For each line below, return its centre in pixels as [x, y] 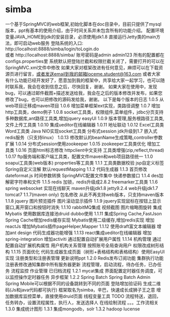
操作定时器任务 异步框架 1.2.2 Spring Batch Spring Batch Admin [84, 277]
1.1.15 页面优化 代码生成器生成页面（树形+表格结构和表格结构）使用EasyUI [88, 251]
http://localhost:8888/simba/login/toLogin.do [52, 49]
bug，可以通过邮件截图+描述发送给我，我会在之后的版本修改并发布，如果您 [84, 93]
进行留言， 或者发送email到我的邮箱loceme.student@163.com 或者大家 [87, 74]
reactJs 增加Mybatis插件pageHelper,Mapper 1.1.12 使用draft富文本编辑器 [80, 226]
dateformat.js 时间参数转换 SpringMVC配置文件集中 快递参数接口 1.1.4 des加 [84, 175]
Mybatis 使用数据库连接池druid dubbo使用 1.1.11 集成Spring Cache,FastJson [83, 213]
